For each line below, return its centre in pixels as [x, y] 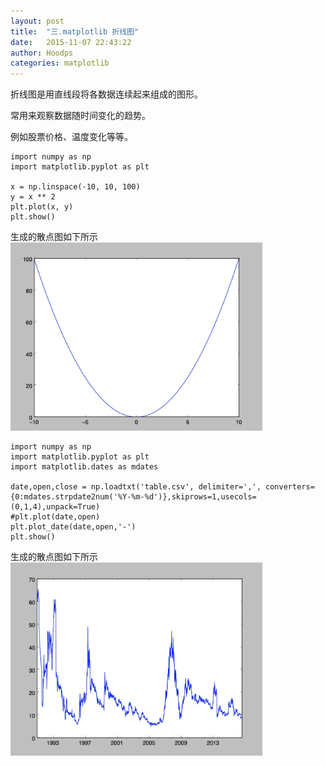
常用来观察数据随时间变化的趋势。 [80, 116]
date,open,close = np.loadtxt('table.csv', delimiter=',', [136, 487]
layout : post [37, 21]
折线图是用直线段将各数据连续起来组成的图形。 [106, 94]
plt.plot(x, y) [42, 207]
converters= [290, 487]
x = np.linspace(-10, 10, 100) [75, 187]
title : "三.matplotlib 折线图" [75, 31]
